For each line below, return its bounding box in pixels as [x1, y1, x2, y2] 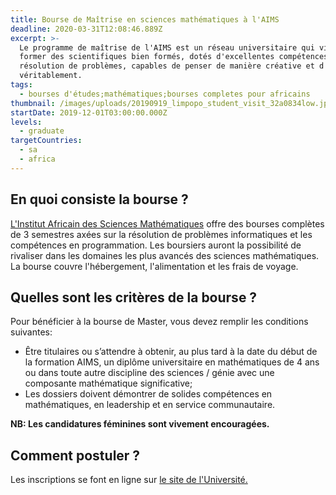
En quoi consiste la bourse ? [10, 191, 189, 208]
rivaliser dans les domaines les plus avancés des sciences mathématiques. [10, 249, 320, 261]
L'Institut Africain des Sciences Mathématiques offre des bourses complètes [10, 217, 325, 230]
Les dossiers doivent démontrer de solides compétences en [24, 388, 273, 400]
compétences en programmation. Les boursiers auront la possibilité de [10, 239, 302, 251]
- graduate [19, 126, 65, 136]
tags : [10, 80, 33, 90]
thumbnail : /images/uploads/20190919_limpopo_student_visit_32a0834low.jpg [10, 98, 333, 108]
